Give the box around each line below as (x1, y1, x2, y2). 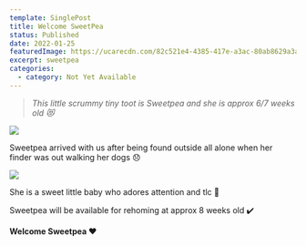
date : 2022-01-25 (9, 38, 76, 48)
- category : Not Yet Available (17, 73, 137, 82)
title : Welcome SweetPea (9, 22, 104, 31)
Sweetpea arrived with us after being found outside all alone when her (9, 142, 273, 153)
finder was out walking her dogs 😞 (9, 151, 141, 162)
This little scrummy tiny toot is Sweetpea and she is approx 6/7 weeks (31, 97, 295, 108)
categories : (9, 65, 55, 74)
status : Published (9, 30, 79, 39)
